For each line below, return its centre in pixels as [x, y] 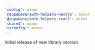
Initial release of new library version [41, 42]
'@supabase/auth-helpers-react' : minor [46, 19]
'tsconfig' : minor [24, 28]
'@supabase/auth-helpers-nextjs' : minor [47, 14]
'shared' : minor [21, 24]
